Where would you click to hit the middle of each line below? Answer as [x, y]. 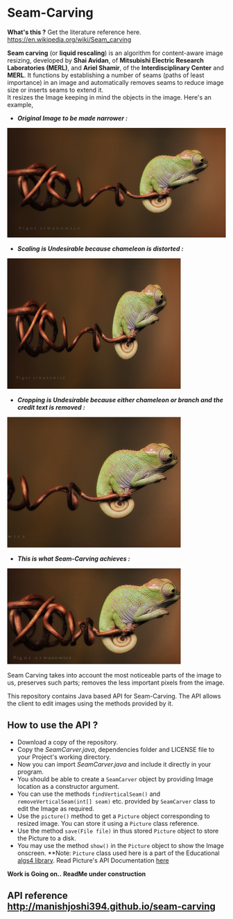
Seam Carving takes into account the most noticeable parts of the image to [114, 675]
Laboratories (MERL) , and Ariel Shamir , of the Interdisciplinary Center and [115, 67]
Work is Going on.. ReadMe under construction [77, 874]
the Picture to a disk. [46, 838]
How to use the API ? [53, 725]
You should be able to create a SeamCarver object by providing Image [115, 779]
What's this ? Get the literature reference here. [74, 32]
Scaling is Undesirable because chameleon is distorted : [100, 248]
